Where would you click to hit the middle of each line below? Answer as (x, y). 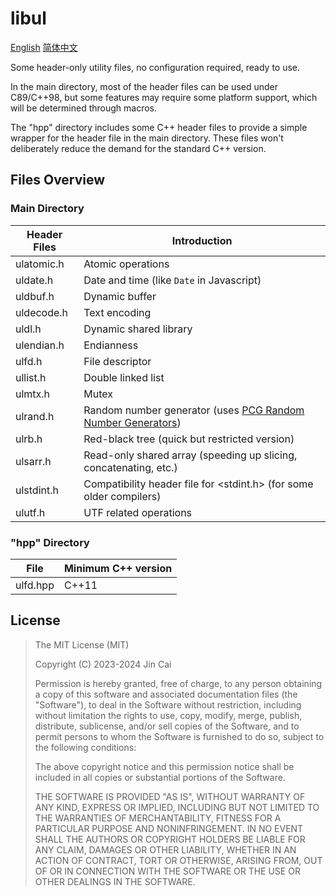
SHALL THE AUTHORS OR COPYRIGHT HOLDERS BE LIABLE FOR (170, 839)
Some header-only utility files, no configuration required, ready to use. (155, 67)
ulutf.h (30, 512)
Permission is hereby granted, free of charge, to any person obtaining (178, 683)
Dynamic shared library (138, 329)
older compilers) (122, 496)
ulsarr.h (33, 461)
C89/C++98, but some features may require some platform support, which (164, 97)
